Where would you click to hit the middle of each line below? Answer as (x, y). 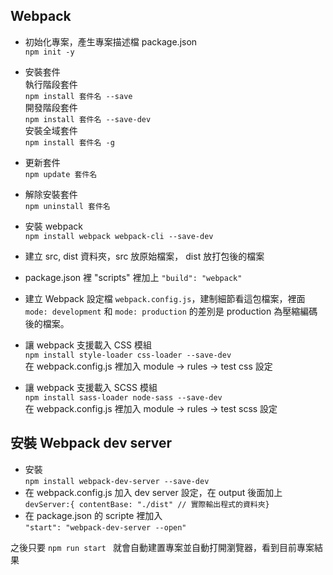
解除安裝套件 (51, 194)
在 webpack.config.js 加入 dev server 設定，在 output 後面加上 (153, 492)
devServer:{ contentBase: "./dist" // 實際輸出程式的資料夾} (147, 504)
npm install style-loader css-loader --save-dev (128, 355)
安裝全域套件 (51, 130)
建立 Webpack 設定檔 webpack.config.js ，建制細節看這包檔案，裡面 (165, 298)
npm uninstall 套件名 (67, 206)
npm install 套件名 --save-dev (88, 119)
